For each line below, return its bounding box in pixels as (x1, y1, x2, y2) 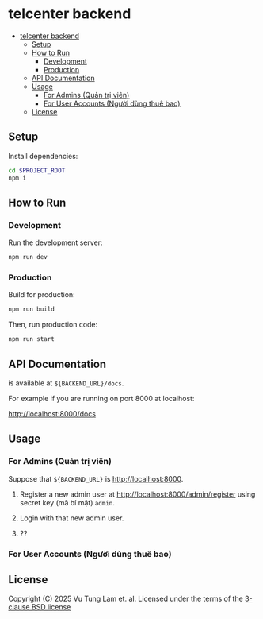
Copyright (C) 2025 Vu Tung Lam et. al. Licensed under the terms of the (8, 594, 243, 604)
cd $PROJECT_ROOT (8, 166, 66, 175)
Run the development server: (8, 238, 103, 247)
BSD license (31, 602, 71, 612)
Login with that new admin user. (19, 513, 124, 523)
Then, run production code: (8, 319, 98, 330)
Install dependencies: (8, 151, 78, 161)
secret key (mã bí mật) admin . (19, 497, 115, 507)
